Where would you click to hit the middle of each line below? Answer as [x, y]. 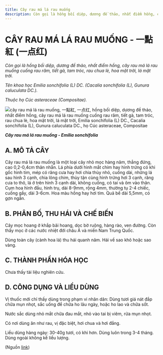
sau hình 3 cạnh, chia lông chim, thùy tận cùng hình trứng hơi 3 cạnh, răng [79, 177]
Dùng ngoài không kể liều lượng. [37, 337]
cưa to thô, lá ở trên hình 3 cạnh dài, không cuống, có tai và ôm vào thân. [78, 183]
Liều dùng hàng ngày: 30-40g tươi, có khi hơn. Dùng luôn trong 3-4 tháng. [79, 332]
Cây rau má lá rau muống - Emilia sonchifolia [52, 135]
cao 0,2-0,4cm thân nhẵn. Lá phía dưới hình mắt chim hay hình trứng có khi [80, 167]
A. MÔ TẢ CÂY [27, 151]
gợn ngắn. [15, 198]
